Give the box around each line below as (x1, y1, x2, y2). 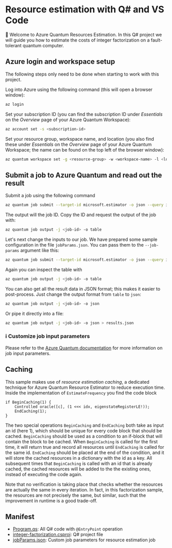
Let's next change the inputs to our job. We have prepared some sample (5, 236, 158, 242)
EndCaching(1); (14, 408, 47, 414)
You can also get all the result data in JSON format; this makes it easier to (5, 286, 160, 292)
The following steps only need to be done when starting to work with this (5, 71, 159, 77)
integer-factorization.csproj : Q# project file (12, 532, 103, 538)
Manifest (5, 512, 35, 521)
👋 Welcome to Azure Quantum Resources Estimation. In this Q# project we (5, 31, 162, 37)
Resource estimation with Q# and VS (5, 4, 165, 15)
